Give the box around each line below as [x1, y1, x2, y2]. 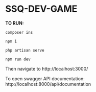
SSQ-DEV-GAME [5, 3, 78, 15]
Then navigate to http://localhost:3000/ [5, 65, 88, 72]
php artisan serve [5, 48, 44, 53]
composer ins [5, 30, 33, 35]
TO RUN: [5, 20, 24, 26]
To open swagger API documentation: [5, 75, 85, 82]
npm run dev [5, 57, 31, 62]
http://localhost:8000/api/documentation [5, 81, 91, 87]
